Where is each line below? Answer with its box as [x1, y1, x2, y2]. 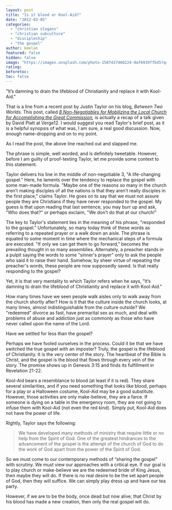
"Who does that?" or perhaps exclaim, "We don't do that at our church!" [6, 209, 157, 215]
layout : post [6, 7, 34, 13]
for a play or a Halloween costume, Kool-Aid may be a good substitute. [6, 388, 155, 394]
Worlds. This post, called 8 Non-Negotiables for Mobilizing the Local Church [6, 108, 167, 115]
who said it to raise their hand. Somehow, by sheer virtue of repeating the [6, 257, 160, 263]
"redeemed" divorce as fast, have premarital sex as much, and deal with [6, 309, 158, 316]
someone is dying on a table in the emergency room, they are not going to [6, 399, 161, 405]
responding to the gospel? [6, 268, 61, 274]
